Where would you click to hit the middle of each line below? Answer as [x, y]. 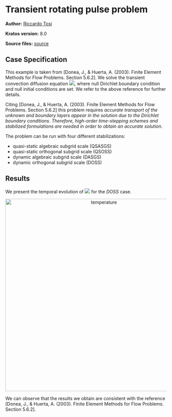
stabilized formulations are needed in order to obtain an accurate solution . [84, 126]
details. [13, 94]
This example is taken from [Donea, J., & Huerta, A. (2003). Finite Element [83, 72]
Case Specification [36, 60]
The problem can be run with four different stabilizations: [65, 136]
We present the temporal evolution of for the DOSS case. [68, 191]
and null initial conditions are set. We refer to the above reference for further [86, 89]
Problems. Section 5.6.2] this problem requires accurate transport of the [81, 110]
